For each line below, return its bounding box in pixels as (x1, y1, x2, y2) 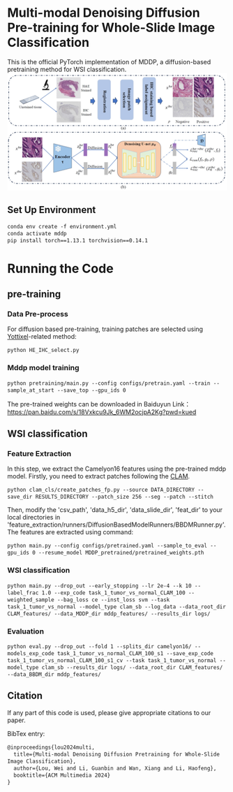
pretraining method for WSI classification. (7, 65, 127, 73)
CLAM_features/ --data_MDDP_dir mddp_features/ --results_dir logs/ (7, 610, 211, 617)
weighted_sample (7, 596, 54, 603)
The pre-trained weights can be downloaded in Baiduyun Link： (7, 399, 190, 408)
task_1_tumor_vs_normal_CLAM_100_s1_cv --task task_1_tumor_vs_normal (7, 657, 217, 664)
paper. (7, 716, 26, 724)
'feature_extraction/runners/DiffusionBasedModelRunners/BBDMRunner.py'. (7, 520, 226, 529)
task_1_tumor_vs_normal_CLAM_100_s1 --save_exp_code (57, 650, 214, 657)
